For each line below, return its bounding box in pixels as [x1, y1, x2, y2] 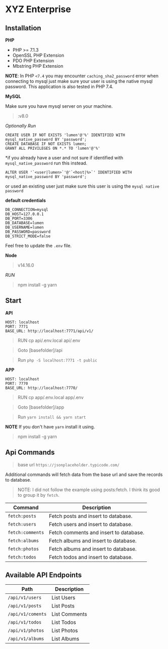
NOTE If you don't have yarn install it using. [5, 423, 95, 429]
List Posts [51, 602, 75, 610]
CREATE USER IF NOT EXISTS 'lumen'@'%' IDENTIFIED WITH [5, 133, 125, 138]
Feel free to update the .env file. [5, 243, 72, 248]
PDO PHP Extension [12, 58, 54, 64]
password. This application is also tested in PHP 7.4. [5, 83, 114, 90]
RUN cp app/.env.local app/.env [17, 394, 84, 400]
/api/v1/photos [8, 628, 44, 633]
